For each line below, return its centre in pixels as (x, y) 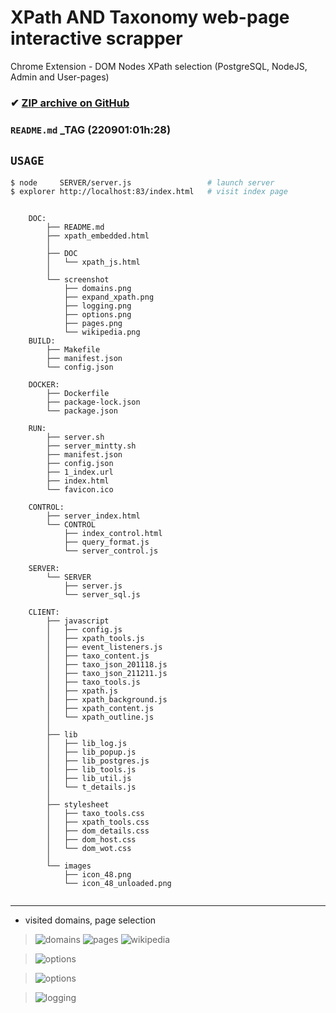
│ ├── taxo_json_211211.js (107, 674)
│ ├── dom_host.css (91, 840)
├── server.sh (75, 437)
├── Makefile (73, 350)
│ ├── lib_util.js (89, 779)
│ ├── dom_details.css (98, 831)
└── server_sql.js (102, 595)
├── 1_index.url (80, 472)
